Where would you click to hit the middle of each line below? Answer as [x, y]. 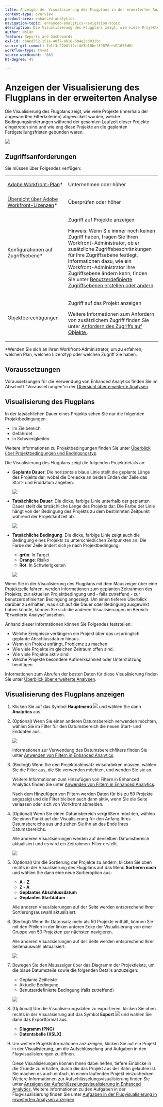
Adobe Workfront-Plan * [35, 184]
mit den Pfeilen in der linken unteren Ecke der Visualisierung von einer [82, 927]
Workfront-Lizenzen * [32, 205]
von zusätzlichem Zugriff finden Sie [109, 320]
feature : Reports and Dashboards [39, 37]
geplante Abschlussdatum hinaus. [46, 638]
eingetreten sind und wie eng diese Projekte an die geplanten [66, 127]
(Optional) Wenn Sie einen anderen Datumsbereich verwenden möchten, [85, 721]
